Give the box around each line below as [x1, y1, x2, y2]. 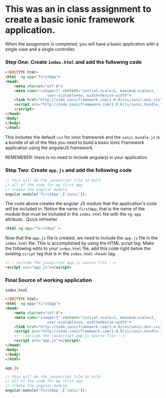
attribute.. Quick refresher [5, 217, 58, 223]
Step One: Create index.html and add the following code [5, 58, 142, 65]
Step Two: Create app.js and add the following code [5, 167, 132, 173]
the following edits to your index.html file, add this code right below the [5, 245, 151, 251]
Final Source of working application [5, 277, 92, 284]
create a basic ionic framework [5, 14, 135, 25]
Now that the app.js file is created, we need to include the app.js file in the [5, 235, 158, 241]
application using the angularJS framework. [5, 145, 94, 151]
